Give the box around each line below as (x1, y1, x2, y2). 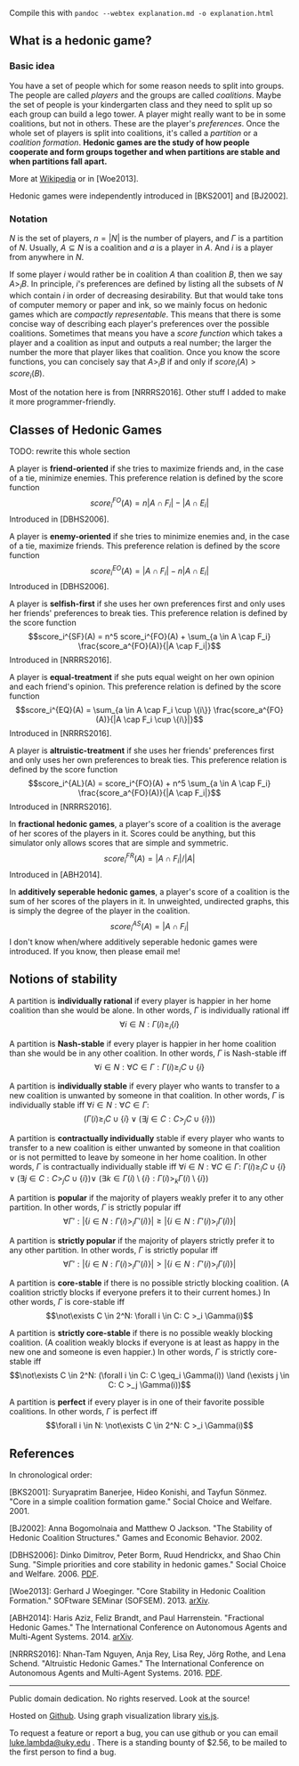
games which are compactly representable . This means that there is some (9, 309, 282, 320)
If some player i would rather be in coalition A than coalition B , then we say (9, 269, 283, 279)
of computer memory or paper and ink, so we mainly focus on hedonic (9, 299, 268, 310)
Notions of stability (9, 972, 118, 987)
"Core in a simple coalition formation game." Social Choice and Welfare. (9, 1496, 272, 1507)
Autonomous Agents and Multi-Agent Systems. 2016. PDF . (9, 1668, 223, 1679)
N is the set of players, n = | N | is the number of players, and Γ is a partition (9, 232, 284, 243)
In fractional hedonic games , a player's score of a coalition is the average (9, 819, 282, 830)
